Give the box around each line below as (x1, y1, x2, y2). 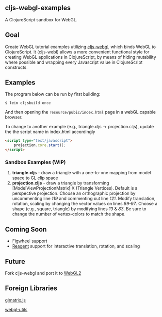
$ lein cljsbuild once (5, 100, 51, 106)
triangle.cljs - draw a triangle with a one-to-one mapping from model (12, 170, 151, 176)
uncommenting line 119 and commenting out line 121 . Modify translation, (12, 196, 156, 201)
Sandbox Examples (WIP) (5, 159, 66, 166)
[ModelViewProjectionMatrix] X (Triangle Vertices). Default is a (12, 185, 138, 191)
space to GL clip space (12, 175, 58, 181)
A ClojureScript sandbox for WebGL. (5, 17, 78, 22)
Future (5, 257, 26, 266)
